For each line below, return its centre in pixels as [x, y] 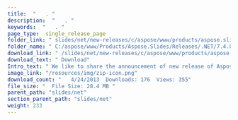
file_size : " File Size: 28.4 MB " [61, 86]
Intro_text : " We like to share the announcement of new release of [110, 66]
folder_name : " [30, 47]
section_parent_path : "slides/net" [60, 100]
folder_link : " [30, 40]
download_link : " [33, 54]
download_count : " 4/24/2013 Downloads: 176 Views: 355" [100, 79]
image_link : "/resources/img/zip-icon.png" [73, 73]
